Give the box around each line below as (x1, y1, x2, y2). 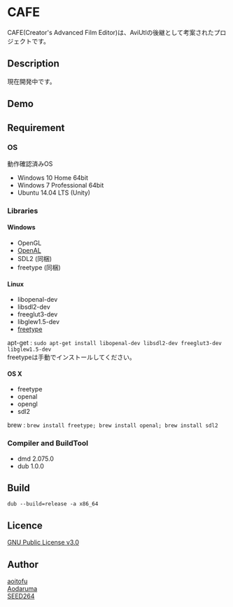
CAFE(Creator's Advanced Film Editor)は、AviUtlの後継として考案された (7, 28, 215, 36)
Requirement (7, 122, 65, 134)
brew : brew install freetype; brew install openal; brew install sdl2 (7, 421, 218, 429)
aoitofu (7, 577, 28, 585)
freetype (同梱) (17, 263, 61, 272)
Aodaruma (7, 585, 38, 593)
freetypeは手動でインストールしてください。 (7, 353, 136, 361)
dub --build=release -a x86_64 (7, 501, 99, 508)
